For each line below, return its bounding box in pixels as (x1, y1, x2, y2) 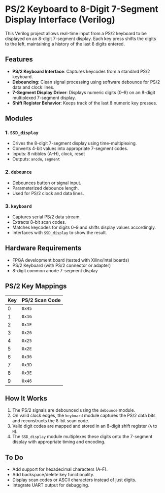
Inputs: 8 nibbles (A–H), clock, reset (12, 151, 85, 157)
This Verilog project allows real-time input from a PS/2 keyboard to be (5, 30, 147, 36)
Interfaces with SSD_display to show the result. (12, 230, 107, 236)
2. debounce (5, 168, 32, 175)
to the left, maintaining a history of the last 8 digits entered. (5, 41, 125, 47)
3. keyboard (5, 202, 32, 209)
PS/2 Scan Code (21, 296, 61, 303)
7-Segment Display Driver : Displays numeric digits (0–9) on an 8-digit (12, 89, 156, 95)
